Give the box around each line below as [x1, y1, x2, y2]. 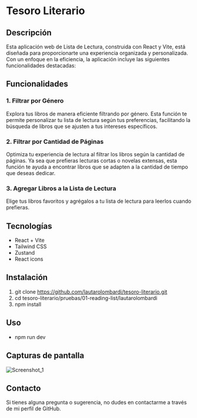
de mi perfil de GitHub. [6, 405, 61, 412]
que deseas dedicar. [6, 169, 56, 176]
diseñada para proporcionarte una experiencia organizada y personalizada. [6, 50, 188, 57]
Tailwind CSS [14, 243, 47, 250]
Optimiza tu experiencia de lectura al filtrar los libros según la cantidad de [6, 150, 185, 157]
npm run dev [14, 333, 46, 340]
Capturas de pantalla [6, 351, 84, 361]
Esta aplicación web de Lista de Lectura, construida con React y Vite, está [6, 43, 186, 50]
